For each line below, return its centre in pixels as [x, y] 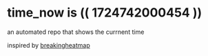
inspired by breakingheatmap [49, 45]
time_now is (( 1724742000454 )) [105, 13]
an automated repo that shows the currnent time [76, 32]
